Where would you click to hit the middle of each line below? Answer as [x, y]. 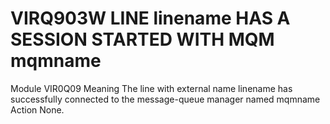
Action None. [37, 109]
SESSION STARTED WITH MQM [142, 39]
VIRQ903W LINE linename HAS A [150, 18]
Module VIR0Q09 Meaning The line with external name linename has [151, 88]
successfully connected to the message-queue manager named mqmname [165, 99]
